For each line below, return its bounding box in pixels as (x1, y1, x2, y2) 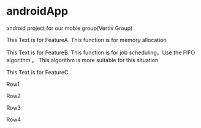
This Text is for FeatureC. (6, 68, 70, 76)
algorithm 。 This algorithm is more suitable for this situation (6, 56, 159, 63)
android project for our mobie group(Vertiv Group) (6, 24, 133, 32)
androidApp (6, 4, 69, 18)
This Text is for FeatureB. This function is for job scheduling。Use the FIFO (6, 49, 195, 56)
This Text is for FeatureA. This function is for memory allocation (6, 36, 167, 43)
